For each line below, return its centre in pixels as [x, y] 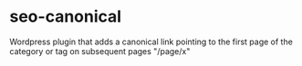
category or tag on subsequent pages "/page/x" [100, 51]
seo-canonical [65, 17]
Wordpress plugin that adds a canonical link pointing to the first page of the [151, 42]
